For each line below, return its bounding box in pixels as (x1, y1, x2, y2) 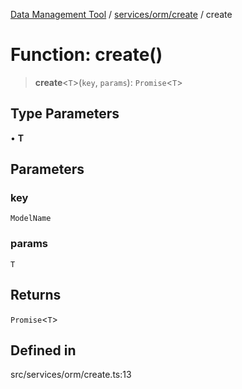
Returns (10, 287, 62, 304)
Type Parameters (10, 105, 120, 123)
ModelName (10, 214, 52, 224)
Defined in (10, 342, 77, 359)
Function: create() (10, 44, 163, 66)
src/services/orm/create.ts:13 (10, 369, 132, 381)
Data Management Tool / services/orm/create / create (10, 9, 233, 20)
